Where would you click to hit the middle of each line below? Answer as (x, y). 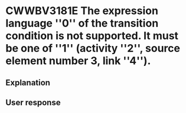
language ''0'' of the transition (82, 23)
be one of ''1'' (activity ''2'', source (93, 49)
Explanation (28, 83)
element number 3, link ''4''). (78, 61)
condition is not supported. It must (92, 36)
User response (33, 102)
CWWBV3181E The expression (82, 11)
